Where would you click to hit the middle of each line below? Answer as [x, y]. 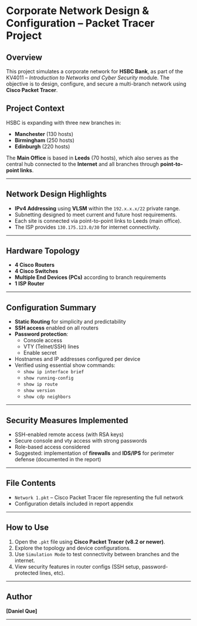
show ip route [40, 385]
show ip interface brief [54, 372]
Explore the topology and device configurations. [73, 548]
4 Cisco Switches [36, 271]
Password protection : [41, 334]
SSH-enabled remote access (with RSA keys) [69, 434]
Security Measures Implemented [67, 420]
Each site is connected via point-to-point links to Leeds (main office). [98, 220]
